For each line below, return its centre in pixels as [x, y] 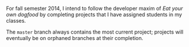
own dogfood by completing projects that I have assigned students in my [94, 15]
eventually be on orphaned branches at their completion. [75, 38]
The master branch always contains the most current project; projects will [95, 32]
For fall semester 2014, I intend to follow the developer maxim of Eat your [95, 8]
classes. [16, 21]
